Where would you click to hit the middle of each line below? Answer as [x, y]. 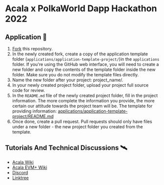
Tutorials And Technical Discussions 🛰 [66, 148]
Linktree [21, 178]
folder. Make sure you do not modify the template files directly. [75, 75]
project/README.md [33, 116]
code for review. [28, 90]
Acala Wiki [23, 162]
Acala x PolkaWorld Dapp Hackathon [81, 9]
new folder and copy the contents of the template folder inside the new [84, 69]
